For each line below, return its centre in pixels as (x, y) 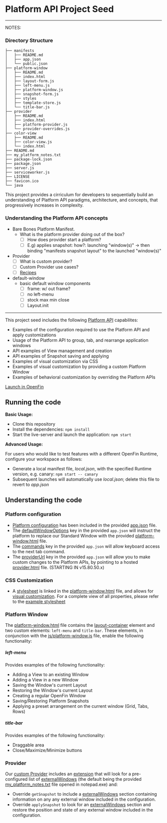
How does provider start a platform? (64, 239)
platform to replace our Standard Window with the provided (73, 535)
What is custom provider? (46, 261)
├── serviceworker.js (28, 172)
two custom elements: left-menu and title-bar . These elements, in (74, 631)
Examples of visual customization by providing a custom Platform (79, 367)
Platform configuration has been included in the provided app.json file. (84, 525)
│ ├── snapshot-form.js (32, 94)
